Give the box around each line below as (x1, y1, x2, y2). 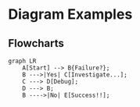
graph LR (8, 57, 37, 65)
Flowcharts (8, 37, 65, 50)
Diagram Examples (8, 5, 133, 23)
